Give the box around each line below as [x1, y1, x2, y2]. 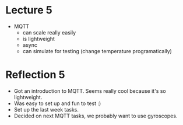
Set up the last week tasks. [13, 106, 79, 113]
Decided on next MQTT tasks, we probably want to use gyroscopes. [13, 112, 178, 119]
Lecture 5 [5, 4, 53, 17]
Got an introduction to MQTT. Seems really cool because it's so [13, 87, 167, 94]
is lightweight [22, 35, 55, 42]
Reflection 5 [5, 68, 65, 82]
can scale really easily [22, 29, 76, 36]
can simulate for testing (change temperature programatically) [22, 47, 173, 54]
